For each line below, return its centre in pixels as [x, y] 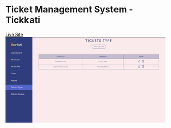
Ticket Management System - [69, 9]
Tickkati [23, 20]
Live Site [14, 34]
